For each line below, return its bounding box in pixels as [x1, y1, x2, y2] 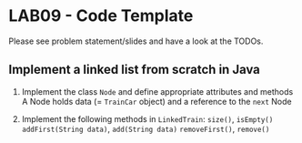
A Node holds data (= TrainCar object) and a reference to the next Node [21, 96, 292, 107]
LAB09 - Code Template [8, 5, 194, 26]
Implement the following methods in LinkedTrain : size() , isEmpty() [21, 113, 274, 124]
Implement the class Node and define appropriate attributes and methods [21, 86, 294, 97]
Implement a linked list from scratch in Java [8, 62, 261, 77]
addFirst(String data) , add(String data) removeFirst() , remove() [21, 123, 270, 134]
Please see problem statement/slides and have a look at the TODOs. [8, 36, 264, 46]
